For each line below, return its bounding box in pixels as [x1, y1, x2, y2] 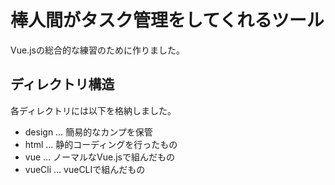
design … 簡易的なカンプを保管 [24, 126, 153, 138]
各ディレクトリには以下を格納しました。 [10, 104, 177, 116]
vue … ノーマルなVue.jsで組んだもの [24, 151, 175, 163]
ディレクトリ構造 [10, 76, 115, 93]
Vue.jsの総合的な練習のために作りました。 [10, 44, 185, 56]
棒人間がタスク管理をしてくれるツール [10, 9, 325, 32]
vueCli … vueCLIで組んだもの [24, 163, 146, 175]
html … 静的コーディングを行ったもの [24, 138, 178, 150]
